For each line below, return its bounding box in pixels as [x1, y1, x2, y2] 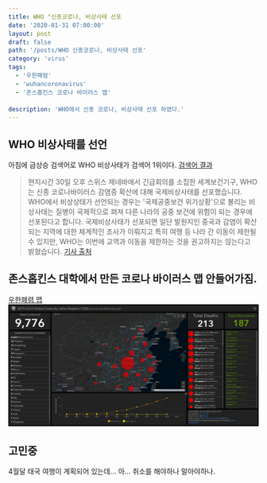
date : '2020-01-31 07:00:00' [8, 21, 105, 29]
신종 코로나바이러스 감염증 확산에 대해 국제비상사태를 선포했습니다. [36, 187, 242, 197]
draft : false [8, 38, 52, 46]
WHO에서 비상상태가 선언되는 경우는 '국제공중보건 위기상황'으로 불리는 [27, 197, 248, 207]
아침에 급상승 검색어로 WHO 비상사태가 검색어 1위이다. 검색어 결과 [8, 160, 213, 170]
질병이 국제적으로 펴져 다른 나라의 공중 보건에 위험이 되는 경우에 [55, 207, 253, 216]
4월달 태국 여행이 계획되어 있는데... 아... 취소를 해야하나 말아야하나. [8, 466, 216, 477]
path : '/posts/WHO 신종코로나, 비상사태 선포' [8, 46, 147, 55]
